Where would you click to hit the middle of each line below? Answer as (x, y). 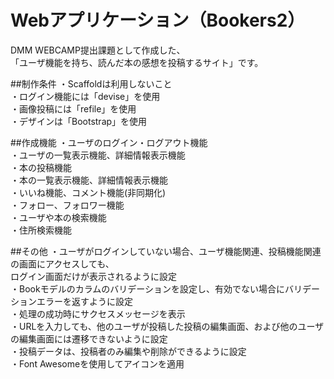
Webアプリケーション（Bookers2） (158, 20)
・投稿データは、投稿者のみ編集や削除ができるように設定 (128, 351)
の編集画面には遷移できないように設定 (89, 338)
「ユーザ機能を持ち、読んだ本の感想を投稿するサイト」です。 (137, 62)
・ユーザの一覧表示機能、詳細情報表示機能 (98, 155)
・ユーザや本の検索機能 (58, 217)
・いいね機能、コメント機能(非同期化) (88, 192)
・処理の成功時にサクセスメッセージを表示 (98, 313)
